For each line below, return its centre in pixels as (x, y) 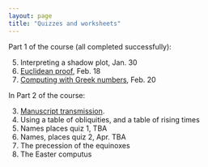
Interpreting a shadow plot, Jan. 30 (79, 62)
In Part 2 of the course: (47, 95)
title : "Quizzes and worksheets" (65, 24)
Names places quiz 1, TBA (64, 128)
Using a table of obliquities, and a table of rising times (110, 119)
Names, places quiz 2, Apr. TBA (73, 137)
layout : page (30, 16)
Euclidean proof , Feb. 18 (60, 71)
